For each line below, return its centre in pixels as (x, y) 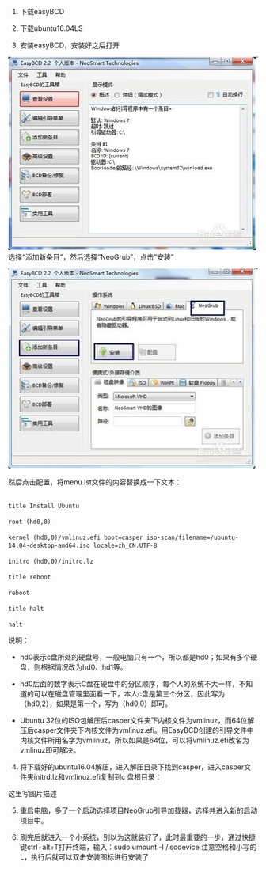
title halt (26, 609)
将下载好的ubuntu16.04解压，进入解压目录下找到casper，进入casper (132, 767)
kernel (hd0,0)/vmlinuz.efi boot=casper (76, 538)
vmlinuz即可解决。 (50, 750)
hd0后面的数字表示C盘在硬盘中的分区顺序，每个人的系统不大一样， (129, 684)
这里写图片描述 (32, 794)
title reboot (30, 577)
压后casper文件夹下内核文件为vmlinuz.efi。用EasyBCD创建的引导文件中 (137, 730)
